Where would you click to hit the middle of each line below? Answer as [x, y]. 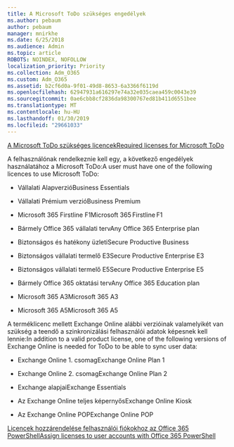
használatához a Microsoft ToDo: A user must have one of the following [110, 166]
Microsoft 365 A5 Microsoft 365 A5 [67, 310]
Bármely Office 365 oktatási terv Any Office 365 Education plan [109, 283]
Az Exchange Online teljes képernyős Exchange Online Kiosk [104, 401]
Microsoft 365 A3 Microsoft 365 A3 [68, 296]
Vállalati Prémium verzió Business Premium [79, 201]
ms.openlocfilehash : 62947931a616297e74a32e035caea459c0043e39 [102, 92]
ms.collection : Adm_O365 [44, 73]
